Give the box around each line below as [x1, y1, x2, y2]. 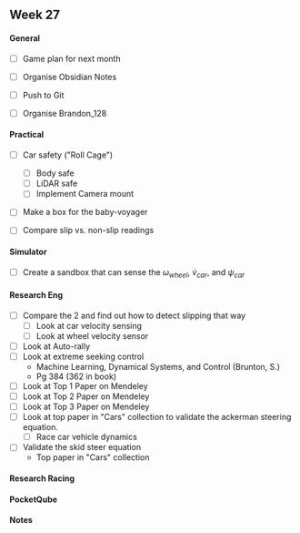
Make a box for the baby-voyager [22, 207, 148, 218]
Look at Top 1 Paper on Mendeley [22, 380, 148, 391]
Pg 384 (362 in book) [35, 371, 116, 382]
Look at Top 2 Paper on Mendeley [22, 391, 150, 402]
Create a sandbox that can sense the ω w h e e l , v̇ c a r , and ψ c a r [22, 266, 245, 280]
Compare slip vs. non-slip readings [22, 225, 155, 236]
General [9, 32, 41, 44]
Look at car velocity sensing [35, 320, 143, 331]
